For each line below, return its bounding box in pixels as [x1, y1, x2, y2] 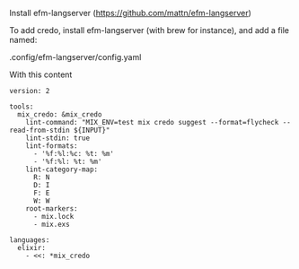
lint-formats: [25, 142, 78, 151]
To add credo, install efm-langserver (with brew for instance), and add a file [9, 25, 290, 35]
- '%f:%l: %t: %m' [32, 157, 102, 166]
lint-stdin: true [25, 134, 91, 143]
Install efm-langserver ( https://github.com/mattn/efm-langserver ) [9, 8, 251, 18]
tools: [9, 102, 34, 111]
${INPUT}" [73, 126, 110, 134]
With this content [9, 69, 73, 80]
